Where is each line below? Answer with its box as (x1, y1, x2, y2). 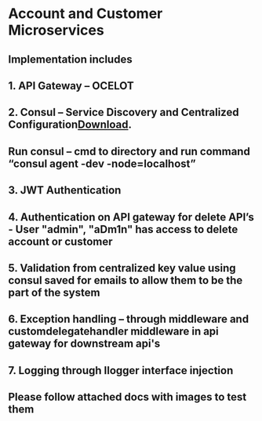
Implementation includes (8, 53, 133, 66)
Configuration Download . (8, 118, 132, 132)
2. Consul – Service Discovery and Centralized (8, 106, 239, 119)
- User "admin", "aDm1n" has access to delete (8, 223, 238, 236)
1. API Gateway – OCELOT (8, 79, 135, 93)
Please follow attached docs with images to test (8, 390, 247, 404)
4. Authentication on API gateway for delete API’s (8, 210, 255, 223)
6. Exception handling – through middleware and (8, 313, 249, 326)
